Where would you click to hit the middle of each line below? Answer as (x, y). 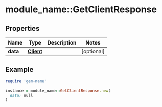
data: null (21, 95)
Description (62, 43)
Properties (22, 28)
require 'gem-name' (26, 81)
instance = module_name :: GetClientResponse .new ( (58, 91)
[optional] (93, 51)
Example (19, 69)
